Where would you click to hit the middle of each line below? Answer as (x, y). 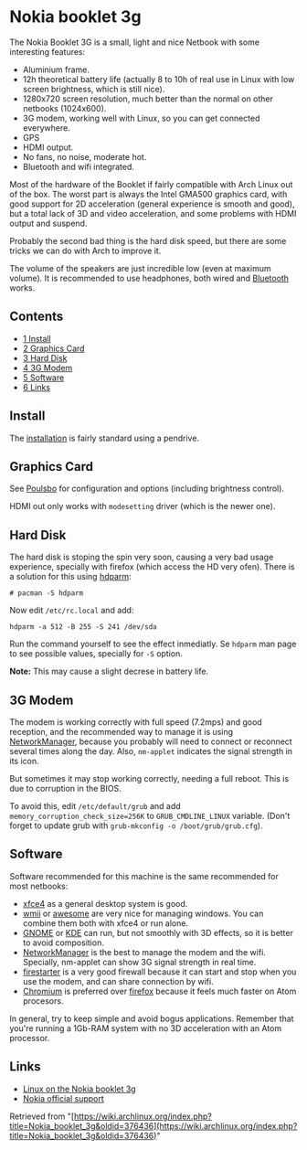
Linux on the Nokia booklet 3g (79, 1089)
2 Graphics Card (53, 348)
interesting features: (48, 51)
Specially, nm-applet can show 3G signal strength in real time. (139, 962)
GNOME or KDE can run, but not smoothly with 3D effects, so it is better (158, 932)
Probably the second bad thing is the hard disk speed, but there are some (148, 240)
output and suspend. (48, 223)
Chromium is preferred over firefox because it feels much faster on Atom (159, 991)
